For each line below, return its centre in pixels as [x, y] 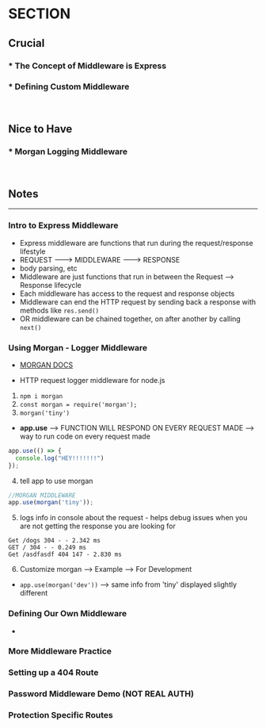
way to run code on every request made [85, 436]
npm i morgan [41, 396]
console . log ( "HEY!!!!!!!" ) [60, 458]
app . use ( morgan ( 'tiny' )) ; [51, 503]
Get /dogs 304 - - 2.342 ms [55, 541]
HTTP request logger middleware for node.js [92, 380]
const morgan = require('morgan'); [78, 404]
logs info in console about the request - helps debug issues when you [133, 518]
